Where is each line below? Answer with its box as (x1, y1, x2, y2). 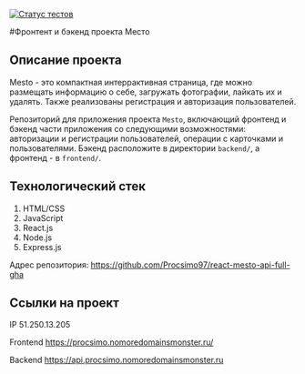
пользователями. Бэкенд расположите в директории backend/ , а (9, 142, 260, 154)
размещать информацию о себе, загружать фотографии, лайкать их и (9, 86, 282, 97)
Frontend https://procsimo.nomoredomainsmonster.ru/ (9, 337, 214, 348)
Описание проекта (9, 53, 122, 68)
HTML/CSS (22, 203, 66, 214)
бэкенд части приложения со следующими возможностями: (9, 123, 246, 134)
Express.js (22, 241, 62, 252)
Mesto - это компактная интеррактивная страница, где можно (9, 76, 253, 87)
